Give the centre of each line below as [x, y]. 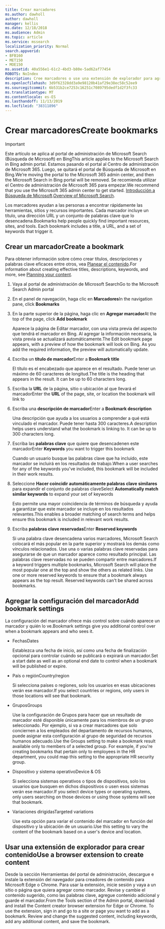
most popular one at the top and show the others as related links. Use [82, 570]
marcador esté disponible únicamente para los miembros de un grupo [83, 720]
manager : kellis [22, 23]
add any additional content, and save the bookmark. [58, 922]
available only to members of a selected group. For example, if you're [82, 746]
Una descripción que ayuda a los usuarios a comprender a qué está [81, 418]
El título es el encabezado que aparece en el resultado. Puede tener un [84, 369]
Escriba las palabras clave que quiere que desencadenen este [75, 443]
